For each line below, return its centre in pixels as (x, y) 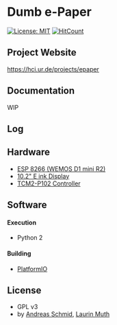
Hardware (28, 152)
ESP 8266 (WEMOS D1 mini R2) (61, 168)
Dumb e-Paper (50, 12)
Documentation (41, 91)
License (24, 290)
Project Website (42, 53)
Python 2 (30, 238)
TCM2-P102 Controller (49, 183)
